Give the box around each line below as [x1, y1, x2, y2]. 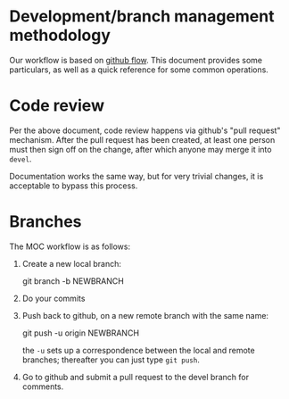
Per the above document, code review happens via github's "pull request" [9, 125, 281, 136]
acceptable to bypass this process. [9, 180, 138, 191]
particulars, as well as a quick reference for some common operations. [9, 64, 269, 75]
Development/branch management [9, 6, 275, 27]
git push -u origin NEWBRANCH [21, 328, 140, 338]
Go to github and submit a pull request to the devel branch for [21, 371, 250, 382]
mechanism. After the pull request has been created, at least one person [9, 134, 276, 145]
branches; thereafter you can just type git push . [21, 354, 201, 365]
